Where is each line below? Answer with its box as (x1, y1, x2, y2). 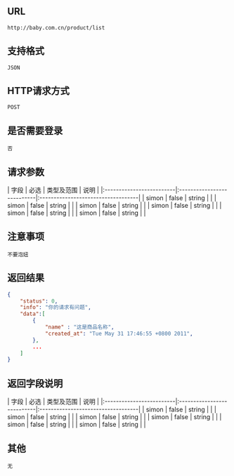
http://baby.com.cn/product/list (7, 24, 105, 31)
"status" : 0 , (20, 298, 58, 305)
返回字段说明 (7, 377, 63, 389)
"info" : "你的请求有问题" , (20, 304, 91, 311)
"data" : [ (20, 310, 46, 318)
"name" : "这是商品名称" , (44, 324, 115, 331)
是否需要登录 (7, 124, 63, 136)
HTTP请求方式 (7, 85, 70, 97)
